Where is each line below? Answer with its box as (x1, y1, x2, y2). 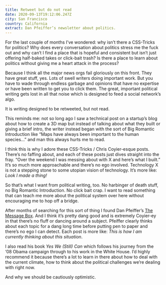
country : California (5, 21, 48, 26)
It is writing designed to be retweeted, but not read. (5, 106, 110, 112)
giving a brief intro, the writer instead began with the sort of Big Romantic (5, 126, 155, 132)
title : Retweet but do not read (5, 7, 72, 12)
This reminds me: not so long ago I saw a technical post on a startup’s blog (5, 115, 158, 121)
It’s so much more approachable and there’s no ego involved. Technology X (5, 162, 159, 168)
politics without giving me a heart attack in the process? (5, 60, 119, 66)
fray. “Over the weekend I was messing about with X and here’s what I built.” (5, 157, 161, 163)
